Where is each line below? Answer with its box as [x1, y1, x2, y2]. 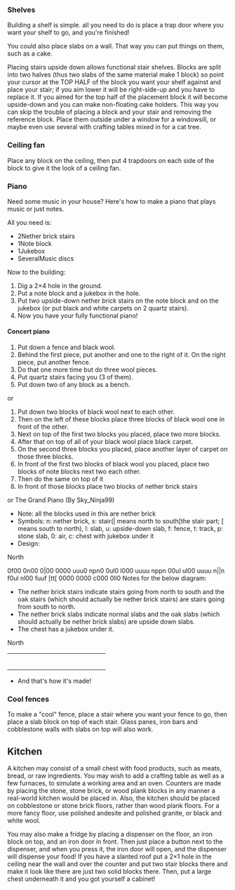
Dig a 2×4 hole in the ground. [17, 281, 103, 289]
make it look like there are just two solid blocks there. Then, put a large [7, 868, 212, 876]
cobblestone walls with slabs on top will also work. [7, 725, 154, 733]
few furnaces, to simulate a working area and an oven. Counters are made [7, 779, 222, 787]
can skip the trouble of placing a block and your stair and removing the [7, 107, 212, 117]
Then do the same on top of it [17, 475, 104, 483]
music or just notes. [7, 204, 65, 213]
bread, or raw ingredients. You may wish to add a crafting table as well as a [7, 771, 224, 780]
